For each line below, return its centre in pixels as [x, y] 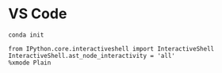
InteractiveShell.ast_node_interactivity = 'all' [92, 56]
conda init [26, 35]
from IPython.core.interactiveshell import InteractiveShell [111, 48]
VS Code [38, 14]
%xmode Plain [30, 63]
